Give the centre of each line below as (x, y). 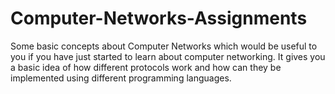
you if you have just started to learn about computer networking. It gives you (168, 56)
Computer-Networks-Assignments (159, 18)
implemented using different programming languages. (121, 78)
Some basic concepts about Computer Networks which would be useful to (164, 46)
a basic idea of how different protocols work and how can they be (146, 67)
